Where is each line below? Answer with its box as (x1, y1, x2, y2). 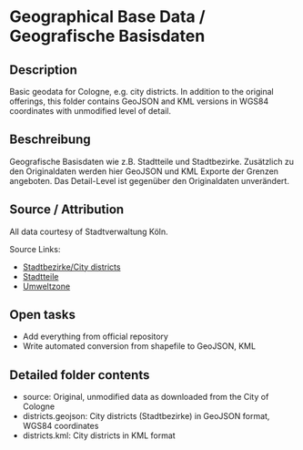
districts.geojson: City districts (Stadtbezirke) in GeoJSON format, (22, 411, 270, 422)
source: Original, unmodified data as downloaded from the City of (22, 392, 269, 403)
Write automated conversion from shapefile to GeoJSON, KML (22, 341, 257, 352)
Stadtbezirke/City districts (22, 261, 121, 272)
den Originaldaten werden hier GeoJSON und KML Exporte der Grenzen (9, 166, 279, 177)
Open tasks (9, 307, 76, 322)
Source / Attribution (9, 202, 125, 218)
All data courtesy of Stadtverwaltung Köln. (9, 226, 168, 237)
